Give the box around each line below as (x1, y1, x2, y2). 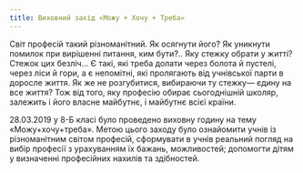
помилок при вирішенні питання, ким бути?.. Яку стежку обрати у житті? (9, 47, 293, 59)
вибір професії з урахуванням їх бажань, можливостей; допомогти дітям (9, 143, 294, 154)
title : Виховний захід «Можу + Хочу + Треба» (9, 13, 185, 23)
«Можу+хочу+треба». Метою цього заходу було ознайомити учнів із (9, 124, 277, 135)
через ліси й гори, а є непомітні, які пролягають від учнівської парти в (9, 67, 284, 78)
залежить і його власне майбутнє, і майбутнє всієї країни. (9, 97, 237, 107)
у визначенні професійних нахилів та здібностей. (9, 152, 200, 164)
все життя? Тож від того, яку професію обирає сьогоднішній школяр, (9, 86, 279, 97)
